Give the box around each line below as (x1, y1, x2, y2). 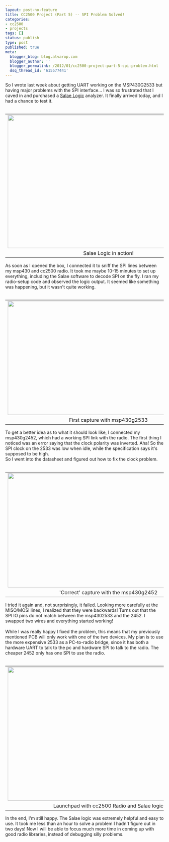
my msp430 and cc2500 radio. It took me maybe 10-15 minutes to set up (5, 268, 156, 274)
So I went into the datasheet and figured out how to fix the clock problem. (5, 456, 158, 462)
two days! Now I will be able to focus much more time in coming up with (5, 826, 154, 832)
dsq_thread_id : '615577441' (10, 68, 69, 73)
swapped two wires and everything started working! (5, 618, 113, 624)
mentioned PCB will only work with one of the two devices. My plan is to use (5, 634, 163, 640)
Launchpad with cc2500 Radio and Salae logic (53, 802, 163, 809)
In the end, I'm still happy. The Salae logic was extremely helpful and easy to (5, 815, 164, 821)
